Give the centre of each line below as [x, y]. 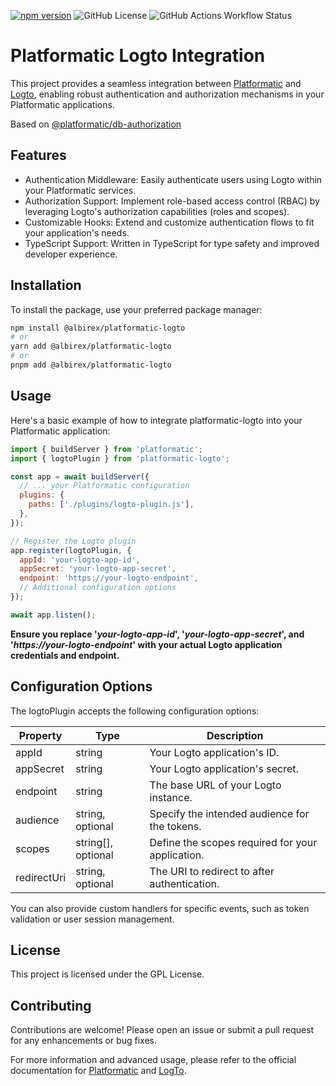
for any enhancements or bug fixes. [84, 1041]
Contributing [51, 1005]
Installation [46, 285]
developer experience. [71, 254]
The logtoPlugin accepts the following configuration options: [135, 711]
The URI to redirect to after [212, 871]
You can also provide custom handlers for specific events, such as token [160, 908]
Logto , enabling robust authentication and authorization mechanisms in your [167, 94]
